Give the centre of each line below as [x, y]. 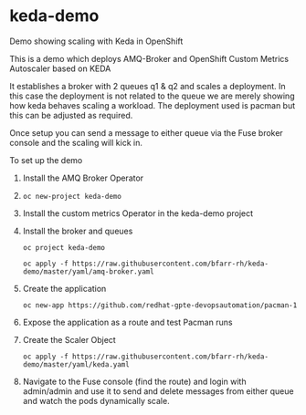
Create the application [64, 288]
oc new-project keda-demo [72, 196]
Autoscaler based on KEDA [60, 68]
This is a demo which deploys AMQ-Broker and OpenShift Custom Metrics [149, 58]
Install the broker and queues [78, 231]
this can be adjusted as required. [71, 115]
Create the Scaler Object [69, 339]
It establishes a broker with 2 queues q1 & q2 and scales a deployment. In [148, 86]
